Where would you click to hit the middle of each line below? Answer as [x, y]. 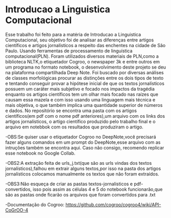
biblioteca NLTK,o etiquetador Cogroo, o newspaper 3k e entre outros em [82, 61]
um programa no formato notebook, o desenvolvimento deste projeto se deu [86, 67]
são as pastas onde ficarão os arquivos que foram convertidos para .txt [80, 194]
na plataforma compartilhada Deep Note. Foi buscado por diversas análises [85, 72]
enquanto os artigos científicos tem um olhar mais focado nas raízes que [82, 94]
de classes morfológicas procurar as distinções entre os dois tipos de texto [84, 78]
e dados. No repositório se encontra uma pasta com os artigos [71, 111]
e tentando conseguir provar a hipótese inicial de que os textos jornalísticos [85, 83]
